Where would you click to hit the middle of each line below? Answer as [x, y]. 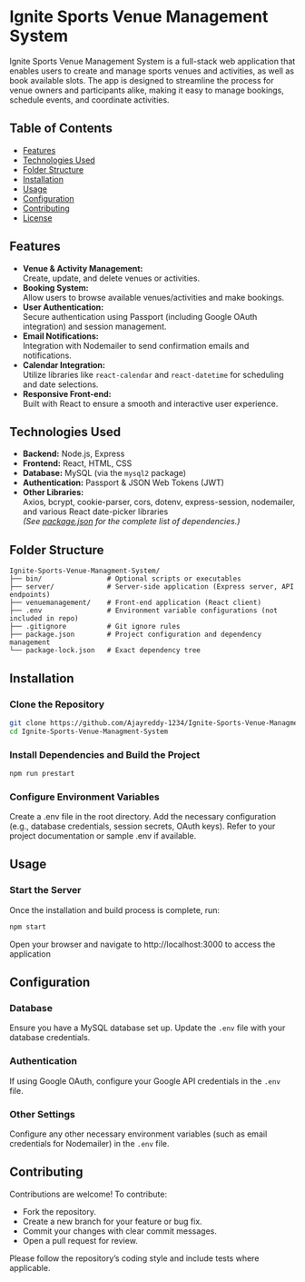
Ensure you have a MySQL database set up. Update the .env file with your [148, 1028]
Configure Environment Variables [85, 797]
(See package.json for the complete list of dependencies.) [131, 522]
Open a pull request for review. [80, 1240]
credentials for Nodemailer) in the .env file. [89, 1143]
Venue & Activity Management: [83, 268]
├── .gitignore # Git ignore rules [95, 627]
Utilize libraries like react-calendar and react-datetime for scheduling [153, 374]
